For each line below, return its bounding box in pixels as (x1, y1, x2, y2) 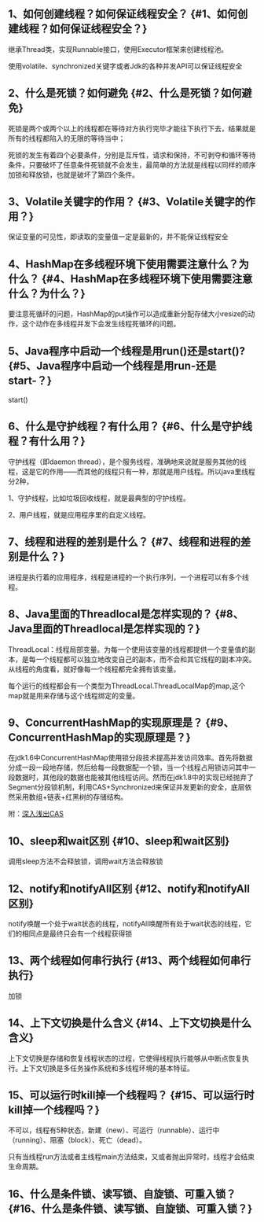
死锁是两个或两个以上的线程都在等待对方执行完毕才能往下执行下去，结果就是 (8, 123, 256, 133)
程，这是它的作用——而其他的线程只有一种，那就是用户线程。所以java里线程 (8, 466, 255, 476)
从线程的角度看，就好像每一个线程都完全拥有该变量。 (8, 664, 181, 674)
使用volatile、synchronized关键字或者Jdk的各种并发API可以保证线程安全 (8, 61, 243, 71)
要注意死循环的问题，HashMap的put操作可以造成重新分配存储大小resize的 (8, 309, 249, 318)
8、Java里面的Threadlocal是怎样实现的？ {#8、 (8, 608, 244, 621)
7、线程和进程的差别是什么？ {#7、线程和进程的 (8, 536, 241, 549)
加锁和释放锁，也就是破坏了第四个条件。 (8, 170, 139, 179)
